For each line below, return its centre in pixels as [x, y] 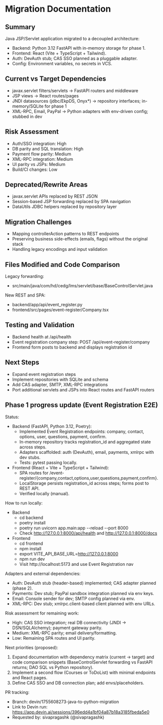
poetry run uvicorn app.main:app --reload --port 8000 [74, 528]
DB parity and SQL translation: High [48, 149]
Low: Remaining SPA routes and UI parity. [54, 638]
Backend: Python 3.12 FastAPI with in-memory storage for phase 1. [79, 48]
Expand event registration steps [44, 374]
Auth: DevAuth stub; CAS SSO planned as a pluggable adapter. [75, 58]
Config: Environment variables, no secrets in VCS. [62, 64]
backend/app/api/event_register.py [47, 305]
